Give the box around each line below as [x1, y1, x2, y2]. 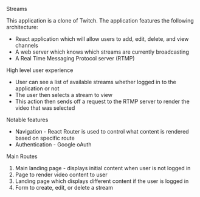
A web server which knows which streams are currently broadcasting [15, 48, 190, 56]
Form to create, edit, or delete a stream [15, 184, 114, 191]
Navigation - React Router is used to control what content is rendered [15, 128, 190, 135]
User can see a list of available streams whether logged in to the [15, 79, 176, 85]
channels [15, 42, 38, 49]
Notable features [6, 116, 49, 123]
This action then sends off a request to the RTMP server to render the [15, 98, 190, 105]
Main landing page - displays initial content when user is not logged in [15, 165, 191, 171]
